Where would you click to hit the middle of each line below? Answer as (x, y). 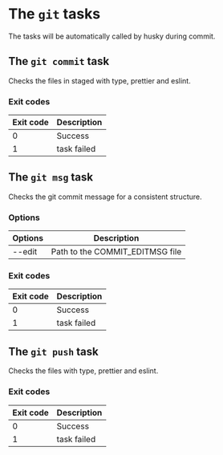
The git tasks (55, 14)
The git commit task (59, 61)
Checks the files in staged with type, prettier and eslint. (99, 80)
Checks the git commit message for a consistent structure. (105, 197)
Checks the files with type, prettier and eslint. (83, 371)
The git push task (53, 351)
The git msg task (51, 177)
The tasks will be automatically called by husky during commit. (112, 36)
